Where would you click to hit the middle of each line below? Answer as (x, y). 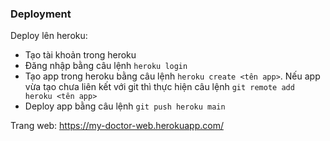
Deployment (41, 14)
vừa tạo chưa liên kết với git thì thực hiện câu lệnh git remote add (159, 87)
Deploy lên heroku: (49, 36)
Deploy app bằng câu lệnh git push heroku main (125, 106)
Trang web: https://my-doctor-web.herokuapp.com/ (117, 126)
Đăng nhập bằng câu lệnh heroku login (106, 66)
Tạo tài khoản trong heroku (80, 55)
